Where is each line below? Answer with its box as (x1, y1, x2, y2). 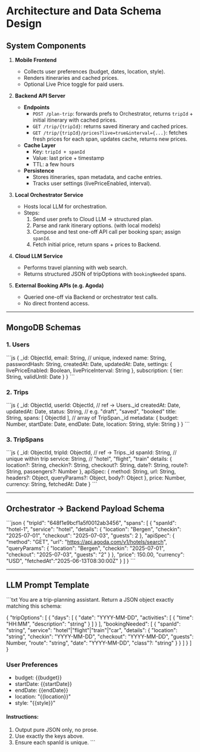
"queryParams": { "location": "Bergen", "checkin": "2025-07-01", (6, 544, 165, 552)
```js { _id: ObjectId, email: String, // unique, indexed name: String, (6, 354, 167, 361)
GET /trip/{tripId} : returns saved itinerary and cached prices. (32, 123, 188, 129)
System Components (6, 41, 86, 51)
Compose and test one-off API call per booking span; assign (32, 228, 181, 235)
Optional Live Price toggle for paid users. (23, 81, 124, 88)
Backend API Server (14, 92, 65, 99)
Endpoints (23, 104, 50, 111)
